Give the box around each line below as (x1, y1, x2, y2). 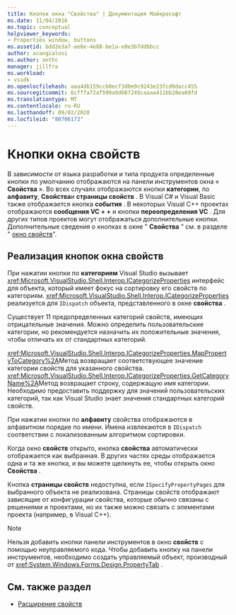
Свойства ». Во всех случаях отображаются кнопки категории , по (7, 185, 210, 193)
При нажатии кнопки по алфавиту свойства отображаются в (7, 415, 193, 424)
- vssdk (7, 76, 30, 84)
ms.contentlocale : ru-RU (7, 103, 81, 110)
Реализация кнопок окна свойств (7, 250, 164, 262)
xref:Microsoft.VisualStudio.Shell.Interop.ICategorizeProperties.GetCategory (7, 372, 230, 380)
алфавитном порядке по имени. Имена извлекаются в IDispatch (7, 423, 202, 432)
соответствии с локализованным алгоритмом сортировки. (7, 430, 186, 439)
